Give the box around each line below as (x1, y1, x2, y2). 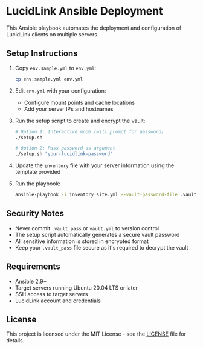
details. (6, 337, 25, 344)
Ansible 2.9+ (14, 278, 47, 285)
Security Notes (6, 208, 65, 219)
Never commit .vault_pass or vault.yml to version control (14, 224, 159, 231)
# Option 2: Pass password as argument (14, 145, 116, 151)
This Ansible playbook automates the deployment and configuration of (6, 24, 182, 32)
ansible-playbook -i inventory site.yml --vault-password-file (14, 192, 178, 198)
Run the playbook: (14, 180, 60, 187)
